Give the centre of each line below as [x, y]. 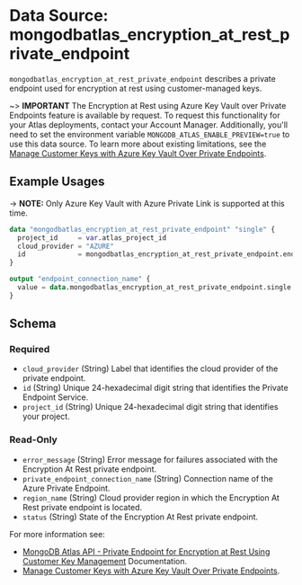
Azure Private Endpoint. [66, 488]
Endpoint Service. [55, 397]
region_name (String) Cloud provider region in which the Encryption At [151, 497]
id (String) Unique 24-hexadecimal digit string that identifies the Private [155, 388]
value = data [42, 288]
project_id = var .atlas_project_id [92, 238]
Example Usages [57, 182]
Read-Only [34, 439]
